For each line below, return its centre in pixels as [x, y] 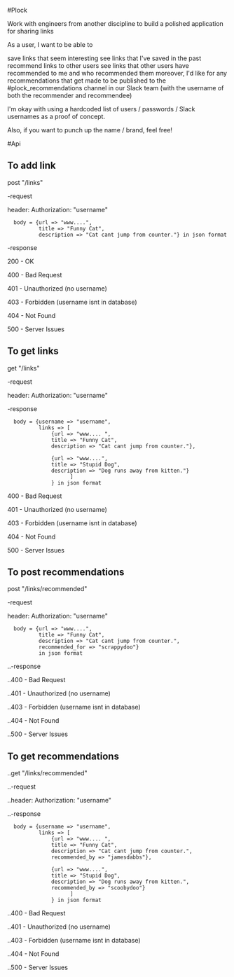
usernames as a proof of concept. [56, 116]
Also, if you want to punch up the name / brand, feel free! [90, 130]
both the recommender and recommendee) [70, 95]
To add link [32, 166]
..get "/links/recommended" [47, 773]
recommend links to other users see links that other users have [98, 65]
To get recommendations [63, 756]
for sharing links [30, 31]
